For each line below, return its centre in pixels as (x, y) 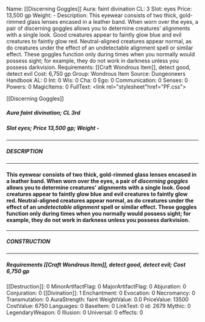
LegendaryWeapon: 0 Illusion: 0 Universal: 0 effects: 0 (75, 313)
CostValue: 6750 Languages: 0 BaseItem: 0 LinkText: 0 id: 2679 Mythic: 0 (99, 306)
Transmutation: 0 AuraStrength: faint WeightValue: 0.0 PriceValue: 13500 (98, 299)
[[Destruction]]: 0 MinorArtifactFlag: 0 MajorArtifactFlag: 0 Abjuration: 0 (96, 287)
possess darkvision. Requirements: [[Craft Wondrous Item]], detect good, (99, 67)
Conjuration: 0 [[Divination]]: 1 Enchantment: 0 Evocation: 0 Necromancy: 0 (101, 293)
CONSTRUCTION (28, 241)
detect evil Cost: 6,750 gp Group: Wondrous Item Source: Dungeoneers (96, 74)
